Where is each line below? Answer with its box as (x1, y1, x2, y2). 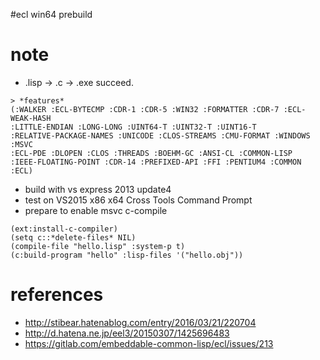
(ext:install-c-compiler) (10, 224, 118, 234)
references (10, 284, 104, 306)
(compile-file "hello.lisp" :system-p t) (10, 241, 186, 251)
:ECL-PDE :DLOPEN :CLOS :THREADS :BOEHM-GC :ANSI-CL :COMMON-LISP (10, 148, 293, 158)
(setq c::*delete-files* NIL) (10, 232, 137, 243)
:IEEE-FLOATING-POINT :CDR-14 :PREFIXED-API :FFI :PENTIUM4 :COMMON (10, 157, 302, 167)
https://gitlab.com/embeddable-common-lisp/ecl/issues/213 (24, 337, 274, 349)
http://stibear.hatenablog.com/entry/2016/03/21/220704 (24, 316, 257, 328)
